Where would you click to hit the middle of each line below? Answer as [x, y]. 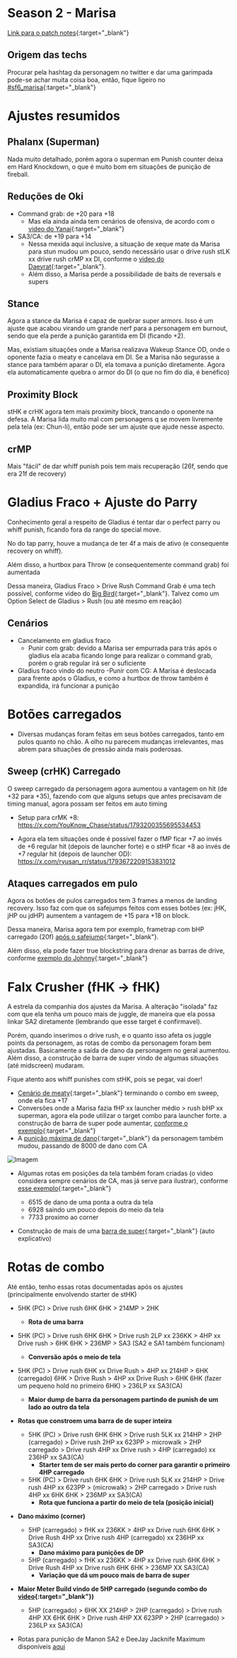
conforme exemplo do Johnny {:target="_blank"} [78, 958]
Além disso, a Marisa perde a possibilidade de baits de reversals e [125, 274]
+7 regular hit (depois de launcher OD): [75, 854]
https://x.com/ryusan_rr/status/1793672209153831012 [96, 861]
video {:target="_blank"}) [56, 1597]
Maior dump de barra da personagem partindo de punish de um [123, 1400]
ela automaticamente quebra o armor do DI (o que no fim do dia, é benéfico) [118, 372]
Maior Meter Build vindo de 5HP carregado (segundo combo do [112, 1589]
